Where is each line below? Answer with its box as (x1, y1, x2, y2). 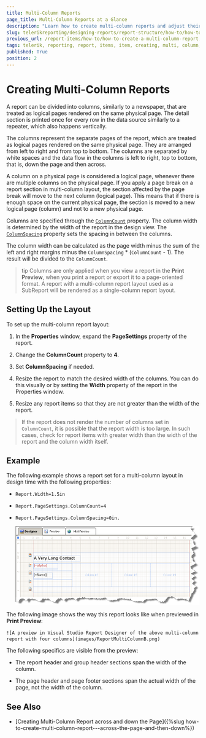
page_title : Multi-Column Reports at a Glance (6, 16, 128, 23)
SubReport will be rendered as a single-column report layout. (21, 286, 176, 294)
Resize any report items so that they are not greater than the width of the (15, 399, 199, 407)
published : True (6, 49, 48, 55)
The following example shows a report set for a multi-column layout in (6, 472, 183, 479)
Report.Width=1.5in (15, 492, 66, 498)
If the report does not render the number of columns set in (21, 418, 169, 425)
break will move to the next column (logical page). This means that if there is (6, 192, 200, 199)
